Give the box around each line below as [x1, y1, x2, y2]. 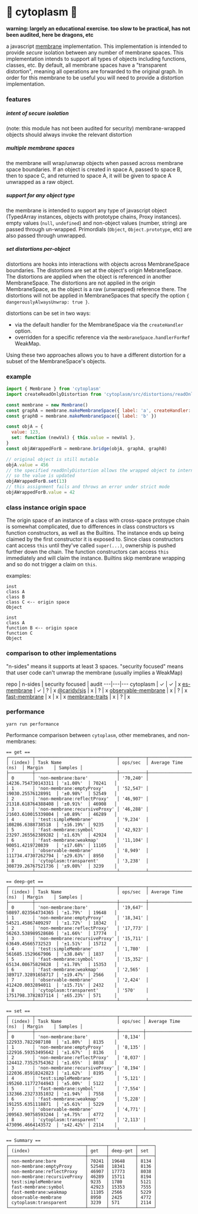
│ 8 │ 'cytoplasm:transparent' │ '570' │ [6, 987, 149, 993]
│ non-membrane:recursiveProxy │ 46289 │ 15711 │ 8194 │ [6, 1174, 157, 1180]
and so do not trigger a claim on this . [6, 561, 97, 568]
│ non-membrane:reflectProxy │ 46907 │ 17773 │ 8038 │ [6, 1168, 157, 1174]
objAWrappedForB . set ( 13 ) [6, 479, 67, 485]
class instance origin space [6, 503, 87, 511]
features [6, 95, 31, 103]
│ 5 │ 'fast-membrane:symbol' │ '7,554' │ [6, 1086, 146, 1092]
